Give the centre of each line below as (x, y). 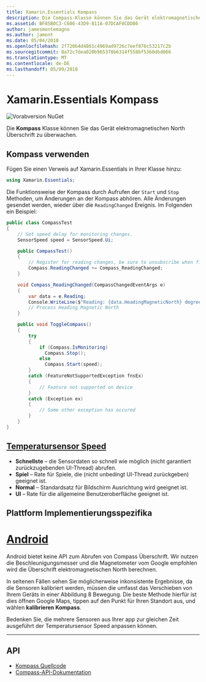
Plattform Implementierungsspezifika (79, 513)
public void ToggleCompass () (55, 325)
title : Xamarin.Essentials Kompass (52, 12)
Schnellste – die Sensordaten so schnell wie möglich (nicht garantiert (103, 461)
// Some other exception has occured (87, 410)
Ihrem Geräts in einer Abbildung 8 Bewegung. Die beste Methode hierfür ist (102, 594)
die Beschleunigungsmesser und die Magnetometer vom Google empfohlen (102, 563)
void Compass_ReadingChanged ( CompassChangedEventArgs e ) (92, 285)
